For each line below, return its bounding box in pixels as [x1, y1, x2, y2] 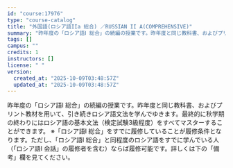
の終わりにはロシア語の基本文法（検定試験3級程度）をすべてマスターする [7, 119, 217, 127]
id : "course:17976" [7, 10, 64, 17]
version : [7, 68, 33, 75]
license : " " [7, 62, 45, 69]
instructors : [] [7, 56, 54, 62]
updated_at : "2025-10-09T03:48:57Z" [13, 81, 119, 88]
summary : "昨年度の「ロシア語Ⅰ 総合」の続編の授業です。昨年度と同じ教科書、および [7, 29, 218, 37]
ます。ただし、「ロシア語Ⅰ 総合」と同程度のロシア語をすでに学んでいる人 [12, 136, 220, 144]
